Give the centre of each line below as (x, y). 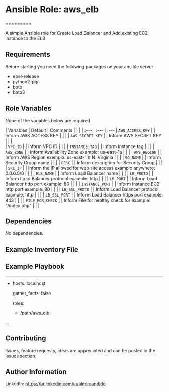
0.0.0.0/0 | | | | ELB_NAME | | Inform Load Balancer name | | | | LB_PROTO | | (79, 173)
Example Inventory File (42, 249)
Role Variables (28, 108)
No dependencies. (24, 233)
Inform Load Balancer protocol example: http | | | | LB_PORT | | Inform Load (81, 178)
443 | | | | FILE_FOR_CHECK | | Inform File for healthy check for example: (78, 200)
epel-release (26, 76)
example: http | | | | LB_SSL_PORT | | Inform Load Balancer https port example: (84, 194)
